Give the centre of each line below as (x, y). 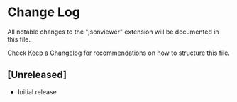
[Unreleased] (37, 75)
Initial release (37, 91)
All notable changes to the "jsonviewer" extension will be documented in (113, 32)
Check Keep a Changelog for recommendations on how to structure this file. (119, 53)
